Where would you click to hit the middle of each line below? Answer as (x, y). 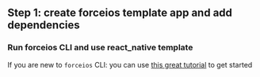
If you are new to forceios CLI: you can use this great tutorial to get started (130, 64)
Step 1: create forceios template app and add (120, 13)
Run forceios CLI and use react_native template (100, 48)
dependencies (44, 26)
